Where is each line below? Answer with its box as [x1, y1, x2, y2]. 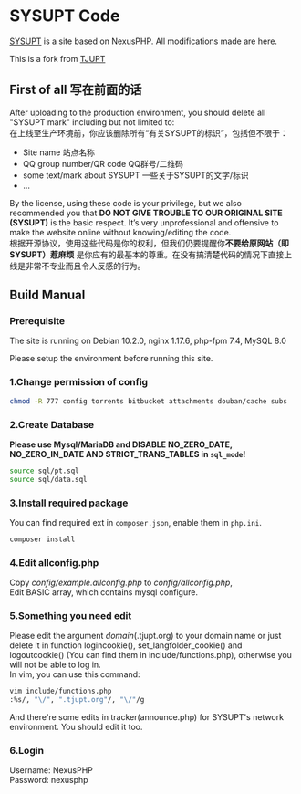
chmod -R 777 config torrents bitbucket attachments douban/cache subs [9, 396, 287, 406]
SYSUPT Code [9, 5, 120, 26]
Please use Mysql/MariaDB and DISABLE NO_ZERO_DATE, [9, 439, 233, 450]
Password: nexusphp [9, 775, 88, 786]
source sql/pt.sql [9, 466, 79, 475]
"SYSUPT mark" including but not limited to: [9, 116, 175, 128]
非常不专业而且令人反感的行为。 [25, 260, 146, 271]
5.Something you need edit [9, 610, 132, 622]
